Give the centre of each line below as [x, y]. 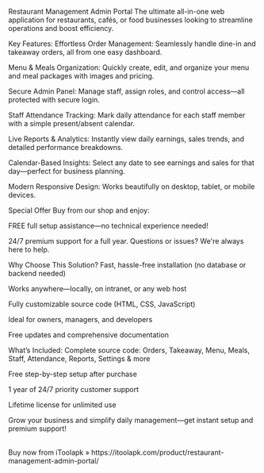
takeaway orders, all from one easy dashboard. [85, 52]
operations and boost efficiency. [61, 28]
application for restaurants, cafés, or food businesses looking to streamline [131, 20]
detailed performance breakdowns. [66, 147]
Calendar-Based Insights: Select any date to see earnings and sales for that [132, 163]
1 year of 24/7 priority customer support [74, 389]
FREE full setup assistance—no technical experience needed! [108, 226]
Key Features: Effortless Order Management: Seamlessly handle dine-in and [132, 44]
